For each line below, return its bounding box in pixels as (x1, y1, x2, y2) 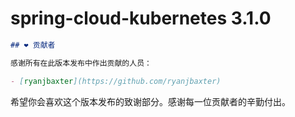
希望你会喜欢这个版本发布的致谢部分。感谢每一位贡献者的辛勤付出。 (10, 95, 291, 107)
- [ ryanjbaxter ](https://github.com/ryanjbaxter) (10, 76, 222, 86)
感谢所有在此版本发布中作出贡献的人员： (10, 58, 152, 68)
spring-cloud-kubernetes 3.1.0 (10, 7, 272, 30)
